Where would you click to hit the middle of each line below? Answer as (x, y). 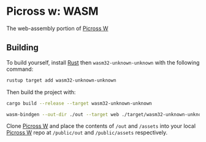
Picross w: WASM (52, 11)
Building (22, 48)
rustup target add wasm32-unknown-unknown (61, 80)
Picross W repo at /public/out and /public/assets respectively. (87, 133)
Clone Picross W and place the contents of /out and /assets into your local (101, 126)
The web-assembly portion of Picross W (57, 28)
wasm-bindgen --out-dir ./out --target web (63, 114)
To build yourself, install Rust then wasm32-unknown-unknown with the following (103, 62)
